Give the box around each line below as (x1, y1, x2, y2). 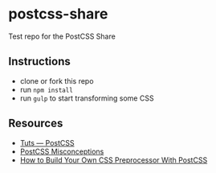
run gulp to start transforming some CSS (19, 93, 154, 103)
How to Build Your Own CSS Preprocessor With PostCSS (19, 154, 208, 165)
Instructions (8, 55, 71, 68)
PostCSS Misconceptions (19, 146, 104, 156)
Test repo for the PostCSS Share (8, 31, 116, 41)
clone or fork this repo (19, 76, 94, 85)
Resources (8, 117, 63, 130)
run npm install (19, 84, 74, 94)
